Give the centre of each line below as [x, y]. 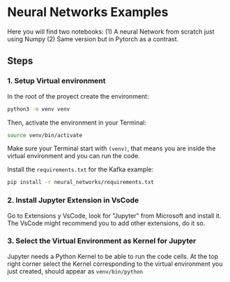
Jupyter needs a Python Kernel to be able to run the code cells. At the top [113, 256]
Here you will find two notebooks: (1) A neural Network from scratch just [111, 31]
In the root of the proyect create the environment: [78, 96]
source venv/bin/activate [45, 135]
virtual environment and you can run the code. [74, 156]
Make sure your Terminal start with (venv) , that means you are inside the [112, 148]
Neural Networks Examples [88, 12]
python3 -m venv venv [39, 109]
